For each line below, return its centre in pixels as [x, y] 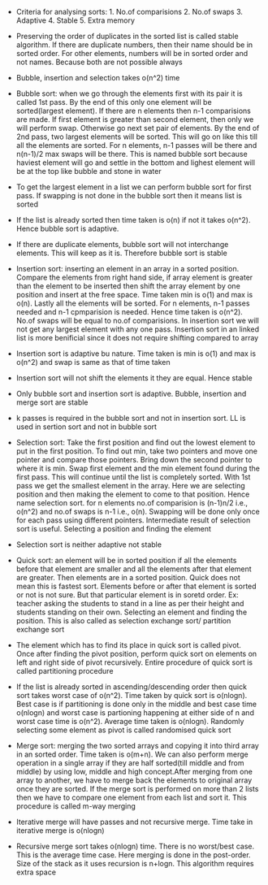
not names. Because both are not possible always [99, 62]
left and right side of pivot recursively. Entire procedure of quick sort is [134, 662]
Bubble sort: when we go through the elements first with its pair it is [129, 93]
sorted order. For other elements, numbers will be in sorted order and [132, 53]
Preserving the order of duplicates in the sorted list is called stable [127, 36]
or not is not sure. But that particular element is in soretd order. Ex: [128, 595]
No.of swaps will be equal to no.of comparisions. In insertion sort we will [138, 321]
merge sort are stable [52, 402]
